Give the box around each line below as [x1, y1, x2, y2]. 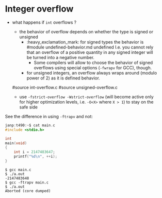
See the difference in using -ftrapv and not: [5, 113, 93, 119]
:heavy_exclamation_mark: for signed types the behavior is [26, 39, 144, 45]
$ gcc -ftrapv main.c [5, 180, 49, 185]
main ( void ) [5, 140, 27, 146]
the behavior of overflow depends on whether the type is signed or [19, 29, 154, 34]
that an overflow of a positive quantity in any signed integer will [26, 49, 154, 55]
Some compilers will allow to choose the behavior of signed [33, 60, 153, 65]
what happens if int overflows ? [12, 19, 77, 25]
